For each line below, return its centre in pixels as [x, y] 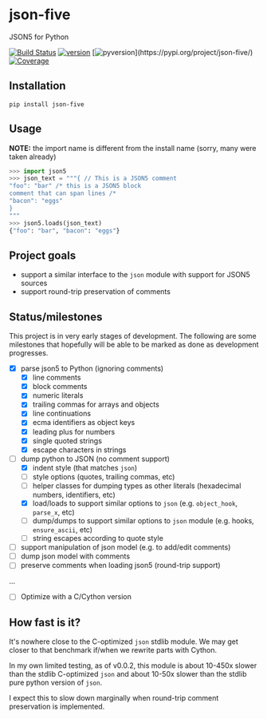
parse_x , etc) [53, 512]
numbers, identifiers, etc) [74, 495]
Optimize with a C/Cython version [76, 597]
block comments [60, 387]
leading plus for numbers [74, 431]
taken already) [33, 157]
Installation [37, 86]
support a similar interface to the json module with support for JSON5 [135, 275]
